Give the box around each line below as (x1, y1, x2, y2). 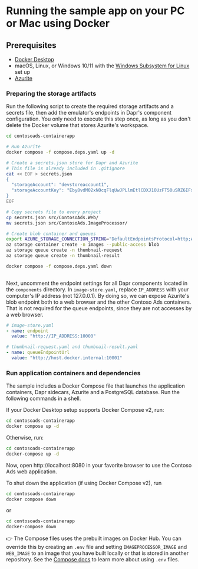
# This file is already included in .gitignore (6, 165, 126, 171)
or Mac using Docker (6, 17, 110, 30)
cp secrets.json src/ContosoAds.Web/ (6, 214, 99, 220)
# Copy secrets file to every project (6, 209, 101, 215)
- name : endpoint (6, 328, 49, 334)
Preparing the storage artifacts (6, 89, 97, 97)
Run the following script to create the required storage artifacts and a (6, 103, 174, 110)
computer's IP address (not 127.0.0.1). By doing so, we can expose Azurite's (6, 292, 190, 299)
